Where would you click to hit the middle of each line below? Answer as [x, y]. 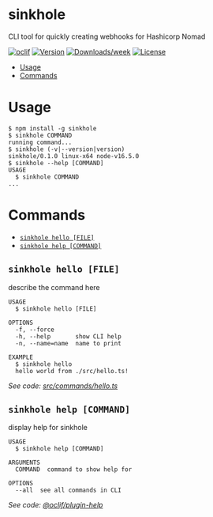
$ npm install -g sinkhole [52, 128]
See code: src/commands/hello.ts [63, 386]
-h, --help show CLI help [69, 336]
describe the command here [54, 287]
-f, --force [35, 330]
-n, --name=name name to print [69, 343]
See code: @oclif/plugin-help [56, 505]
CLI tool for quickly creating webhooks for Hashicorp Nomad [107, 36]
